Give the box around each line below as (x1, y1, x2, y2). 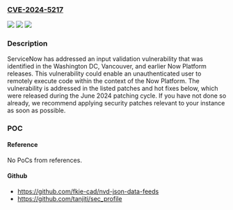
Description (7, 39, 48, 49)
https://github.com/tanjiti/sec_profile (17, 194, 122, 202)
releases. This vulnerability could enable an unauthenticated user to (7, 69, 202, 78)
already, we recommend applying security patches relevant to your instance (7, 98, 225, 107)
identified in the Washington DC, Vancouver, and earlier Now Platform (7, 62, 207, 70)
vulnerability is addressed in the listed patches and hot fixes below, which (7, 84, 218, 92)
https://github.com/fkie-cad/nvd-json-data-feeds (17, 187, 159, 195)
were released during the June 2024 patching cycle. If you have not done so (7, 91, 227, 100)
